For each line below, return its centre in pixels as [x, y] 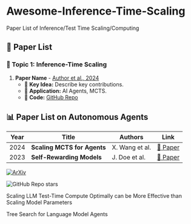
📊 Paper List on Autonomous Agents [77, 117]
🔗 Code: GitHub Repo [51, 97]
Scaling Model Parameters [39, 203]
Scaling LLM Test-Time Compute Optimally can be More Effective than [94, 196]
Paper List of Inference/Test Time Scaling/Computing [73, 28]
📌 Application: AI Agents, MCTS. [65, 91]
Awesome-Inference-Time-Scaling [96, 11]
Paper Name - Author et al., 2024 [57, 78]
